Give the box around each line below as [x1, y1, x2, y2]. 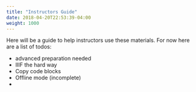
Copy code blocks [15, 68, 61, 75]
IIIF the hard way [15, 61, 57, 68]
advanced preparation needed [15, 55, 91, 62]
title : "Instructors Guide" [6, 8, 78, 15]
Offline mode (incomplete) [15, 74, 81, 82]
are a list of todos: [6, 43, 52, 50]
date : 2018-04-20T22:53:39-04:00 [6, 15, 91, 21]
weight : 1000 [6, 20, 40, 26]
